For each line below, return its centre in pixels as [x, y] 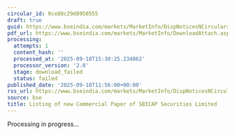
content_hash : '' [39, 53]
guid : [15, 26]
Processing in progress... [43, 124]
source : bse [24, 98]
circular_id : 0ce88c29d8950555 [53, 14]
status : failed [36, 78]
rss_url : [20, 91]
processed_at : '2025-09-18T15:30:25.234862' [79, 59]
